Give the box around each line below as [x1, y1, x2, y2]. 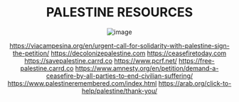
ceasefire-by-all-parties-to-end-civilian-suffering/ [46, 72, 193, 80]
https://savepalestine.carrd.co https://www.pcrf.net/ [24, 56, 178, 64]
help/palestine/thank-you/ [81, 86, 158, 95]
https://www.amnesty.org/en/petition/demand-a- [75, 64, 219, 72]
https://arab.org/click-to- [158, 79, 232, 87]
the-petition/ [12, 49, 50, 57]
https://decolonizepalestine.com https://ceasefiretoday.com [51, 49, 227, 57]
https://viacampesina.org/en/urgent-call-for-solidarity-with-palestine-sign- [9, 41, 230, 50]
